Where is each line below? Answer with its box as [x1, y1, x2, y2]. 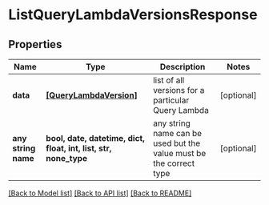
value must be [153, 148, 207, 159]
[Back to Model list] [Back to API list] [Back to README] [8, 188, 192, 198]
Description [159, 62, 206, 72]
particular [153, 94, 190, 106]
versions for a [153, 85, 205, 95]
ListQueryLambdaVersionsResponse [8, 6, 258, 24]
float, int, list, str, [46, 143, 112, 154]
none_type [46, 153, 88, 163]
